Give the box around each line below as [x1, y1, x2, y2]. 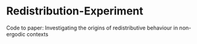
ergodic [6, 30, 26, 37]
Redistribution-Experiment [6, 4, 144, 18]
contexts [27, 30, 48, 37]
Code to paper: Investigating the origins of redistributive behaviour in [6, 24, 178, 31]
